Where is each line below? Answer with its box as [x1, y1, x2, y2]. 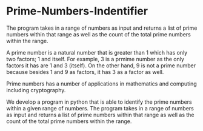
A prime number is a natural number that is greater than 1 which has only [6, 49, 188, 56]
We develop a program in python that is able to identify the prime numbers [6, 98, 192, 106]
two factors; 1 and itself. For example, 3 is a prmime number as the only [6, 55, 185, 62]
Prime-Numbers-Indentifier [6, 4, 148, 18]
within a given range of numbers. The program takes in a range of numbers [6, 104, 194, 112]
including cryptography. [6, 86, 66, 93]
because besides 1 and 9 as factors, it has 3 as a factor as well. [6, 68, 164, 75]
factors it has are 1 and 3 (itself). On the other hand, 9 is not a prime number [6, 62, 196, 69]
